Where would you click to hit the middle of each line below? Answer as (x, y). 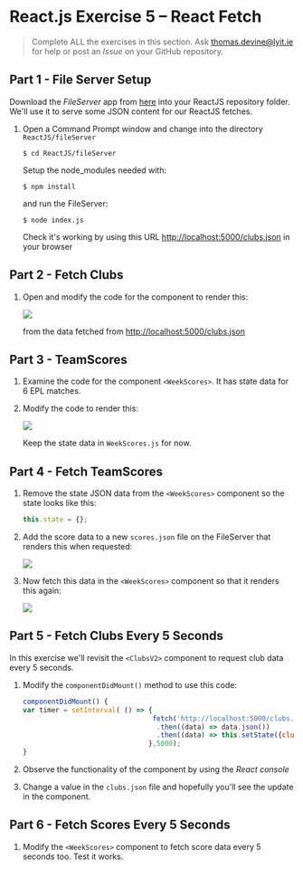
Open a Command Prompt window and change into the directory (143, 129)
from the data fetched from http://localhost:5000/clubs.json (134, 331)
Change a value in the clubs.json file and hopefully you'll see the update (158, 787)
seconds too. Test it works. (73, 856)
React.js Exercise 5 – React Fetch (136, 17)
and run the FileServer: (65, 203)
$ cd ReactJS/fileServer (69, 153)
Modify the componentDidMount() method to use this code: (130, 684)
